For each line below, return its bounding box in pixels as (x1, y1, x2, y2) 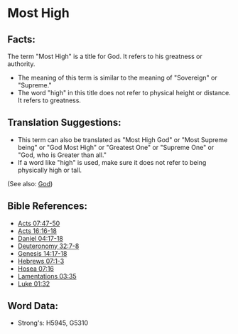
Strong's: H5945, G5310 (17, 318, 89, 328)
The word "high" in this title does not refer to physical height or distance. (17, 89, 231, 97)
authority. (7, 60, 36, 68)
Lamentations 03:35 (17, 271, 77, 280)
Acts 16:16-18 (17, 226, 57, 235)
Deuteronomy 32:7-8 (17, 242, 80, 250)
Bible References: (7, 200, 87, 212)
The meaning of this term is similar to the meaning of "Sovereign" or (17, 73, 218, 82)
